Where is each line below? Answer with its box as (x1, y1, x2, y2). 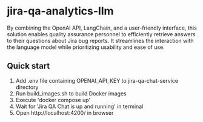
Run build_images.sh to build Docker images (15, 89, 127, 97)
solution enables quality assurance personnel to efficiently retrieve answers (7, 30, 196, 37)
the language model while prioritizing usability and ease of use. (7, 43, 165, 51)
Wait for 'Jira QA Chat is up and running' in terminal (15, 103, 144, 110)
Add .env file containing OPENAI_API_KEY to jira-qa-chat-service (15, 77, 178, 84)
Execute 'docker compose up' (15, 96, 91, 103)
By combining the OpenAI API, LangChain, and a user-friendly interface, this (7, 24, 198, 31)
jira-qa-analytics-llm (7, 4, 114, 18)
